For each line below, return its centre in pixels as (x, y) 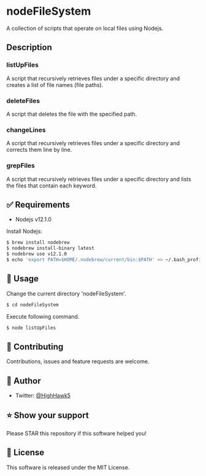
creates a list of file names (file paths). (55, 85)
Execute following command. (43, 316)
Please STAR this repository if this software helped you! (77, 433)
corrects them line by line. (39, 150)
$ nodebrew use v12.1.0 (37, 254)
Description (29, 47)
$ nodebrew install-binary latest (51, 248)
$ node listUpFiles (31, 328)
